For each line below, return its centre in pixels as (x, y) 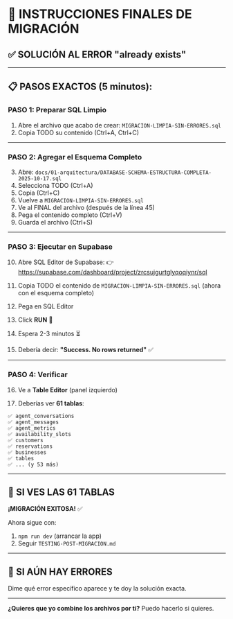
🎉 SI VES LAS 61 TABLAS (61, 492)
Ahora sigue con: (32, 523)
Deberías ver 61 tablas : (51, 403)
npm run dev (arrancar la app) (60, 536)
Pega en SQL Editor (46, 306)
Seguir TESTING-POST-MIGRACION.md (67, 543)
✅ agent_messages (34, 422)
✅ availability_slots (40, 434)
